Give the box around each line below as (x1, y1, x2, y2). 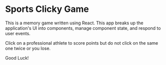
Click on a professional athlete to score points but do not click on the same (5, 40, 158, 46)
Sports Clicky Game (5, 3, 89, 15)
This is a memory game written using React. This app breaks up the (5, 20, 144, 26)
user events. (5, 30, 31, 36)
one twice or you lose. (5, 45, 51, 51)
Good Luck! (5, 55, 29, 61)
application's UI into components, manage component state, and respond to (5, 25, 161, 31)
